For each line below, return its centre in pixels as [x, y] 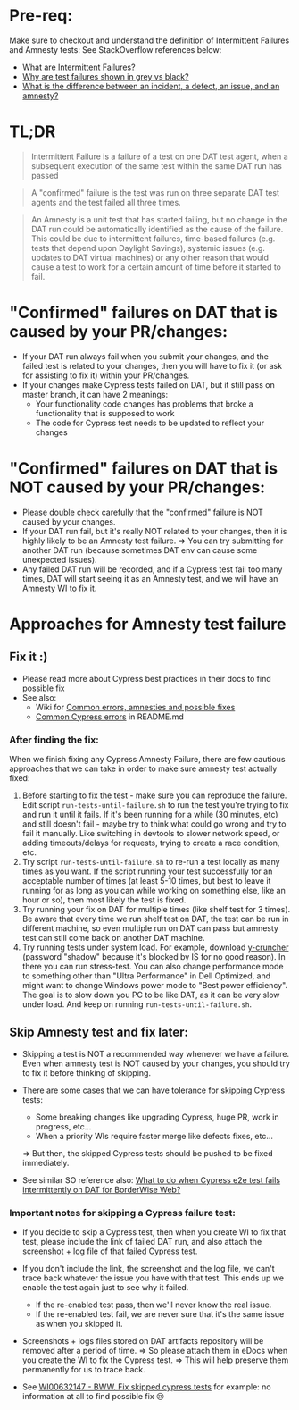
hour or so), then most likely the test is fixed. [104, 900]
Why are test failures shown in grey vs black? [105, 76]
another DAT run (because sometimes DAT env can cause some [140, 550]
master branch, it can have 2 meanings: [95, 394]
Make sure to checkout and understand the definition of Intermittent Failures [149, 40]
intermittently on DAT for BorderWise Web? [101, 1189]
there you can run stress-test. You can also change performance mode [153, 967]
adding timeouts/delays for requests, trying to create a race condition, [151, 843]
